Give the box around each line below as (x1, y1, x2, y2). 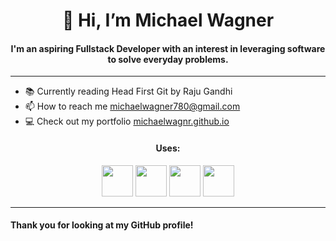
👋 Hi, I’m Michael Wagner (61, 9, 275, 32)
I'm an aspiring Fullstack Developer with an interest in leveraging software (10, 42, 326, 54)
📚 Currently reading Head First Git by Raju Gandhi (24, 85, 233, 98)
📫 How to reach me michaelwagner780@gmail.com (24, 100, 241, 113)
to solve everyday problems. (107, 53, 229, 65)
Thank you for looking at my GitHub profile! (10, 219, 194, 231)
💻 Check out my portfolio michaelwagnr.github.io (24, 115, 230, 128)
